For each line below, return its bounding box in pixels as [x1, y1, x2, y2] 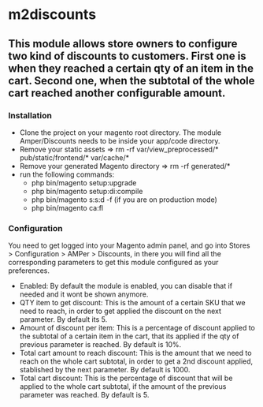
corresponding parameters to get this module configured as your [8, 258, 219, 267]
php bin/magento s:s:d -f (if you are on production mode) [31, 195, 218, 204]
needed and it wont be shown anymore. [19, 289, 149, 299]
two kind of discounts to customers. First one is [8, 49, 246, 62]
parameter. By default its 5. [19, 315, 108, 324]
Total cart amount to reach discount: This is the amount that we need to [19, 349, 252, 358]
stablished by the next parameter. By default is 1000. [19, 365, 191, 375]
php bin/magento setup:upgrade [31, 177, 137, 187]
